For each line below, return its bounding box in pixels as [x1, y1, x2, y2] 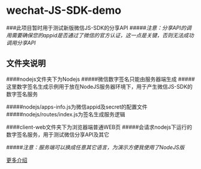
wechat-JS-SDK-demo [6, 4, 122, 17]
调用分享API [6, 39, 36, 46]
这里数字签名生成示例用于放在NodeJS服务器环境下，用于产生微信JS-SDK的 [6, 83, 193, 90]
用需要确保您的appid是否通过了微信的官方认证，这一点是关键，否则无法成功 [6, 31, 194, 39]
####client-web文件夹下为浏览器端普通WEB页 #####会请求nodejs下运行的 [6, 123, 193, 131]
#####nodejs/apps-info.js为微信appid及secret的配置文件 [6, 103, 148, 110]
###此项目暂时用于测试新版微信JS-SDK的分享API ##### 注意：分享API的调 [6, 24, 192, 31]
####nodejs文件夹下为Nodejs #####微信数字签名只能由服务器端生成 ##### [6, 76, 195, 83]
